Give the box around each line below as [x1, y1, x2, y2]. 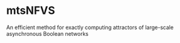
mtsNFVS [6, 4, 56, 18]
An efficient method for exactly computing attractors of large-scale [6, 24, 174, 31]
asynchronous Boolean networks [6, 30, 89, 37]
